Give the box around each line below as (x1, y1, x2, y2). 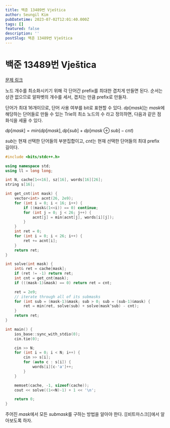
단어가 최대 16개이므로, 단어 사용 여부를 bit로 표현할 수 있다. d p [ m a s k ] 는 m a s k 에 (5, 104, 165, 110)
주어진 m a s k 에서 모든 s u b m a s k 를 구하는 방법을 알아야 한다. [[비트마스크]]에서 (5, 411, 160, 417)
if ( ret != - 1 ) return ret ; (14, 271, 73, 276)
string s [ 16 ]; (5, 182, 35, 187)
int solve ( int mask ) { (5, 261, 53, 266)
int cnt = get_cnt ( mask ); (14, 276, 69, 281)
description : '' (5, 31, 39, 36)
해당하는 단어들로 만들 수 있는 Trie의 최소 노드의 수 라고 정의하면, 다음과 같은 (5, 111, 156, 117)
